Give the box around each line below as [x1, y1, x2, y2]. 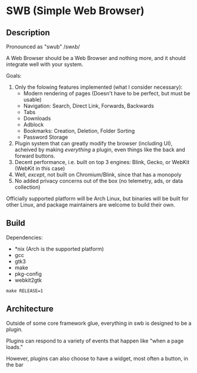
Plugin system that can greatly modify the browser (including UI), [14, 140, 173, 146]
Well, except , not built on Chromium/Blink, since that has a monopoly [14, 171, 182, 178]
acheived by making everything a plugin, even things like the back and [14, 146, 185, 153]
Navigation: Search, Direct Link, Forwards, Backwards [23, 102, 154, 109]
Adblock [23, 121, 44, 128]
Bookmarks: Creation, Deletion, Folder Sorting [23, 128, 135, 134]
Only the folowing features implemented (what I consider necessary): [14, 84, 183, 91]
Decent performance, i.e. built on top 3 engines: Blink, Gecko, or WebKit [14, 159, 190, 165]
